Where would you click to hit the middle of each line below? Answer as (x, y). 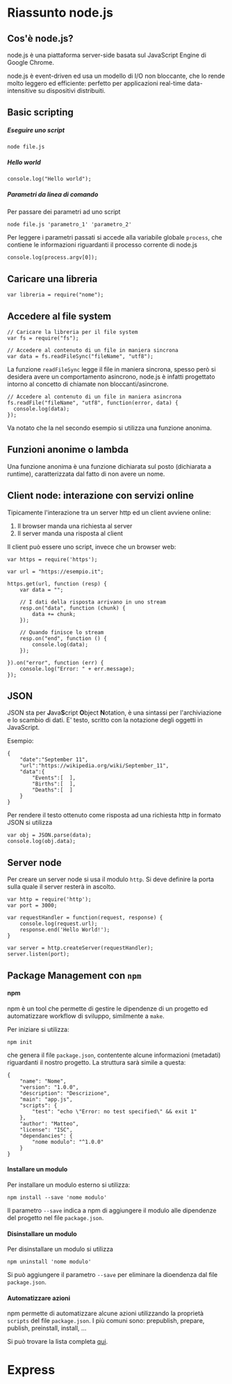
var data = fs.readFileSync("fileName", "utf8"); (81, 356)
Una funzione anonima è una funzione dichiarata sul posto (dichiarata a (109, 466)
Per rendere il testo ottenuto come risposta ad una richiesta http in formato (114, 815)
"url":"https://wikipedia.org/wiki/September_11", (94, 766)
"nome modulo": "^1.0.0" (68, 1142)
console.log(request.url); (59, 924)
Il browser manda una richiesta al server (75, 526)
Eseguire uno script (36, 130)
